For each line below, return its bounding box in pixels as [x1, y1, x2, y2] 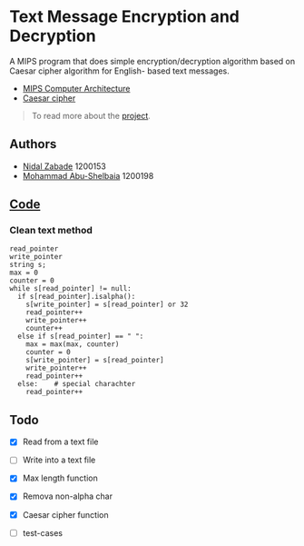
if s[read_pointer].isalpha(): [17, 293, 136, 302]
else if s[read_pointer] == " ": [17, 332, 144, 342]
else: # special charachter [17, 380, 136, 389]
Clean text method [9, 224, 93, 237]
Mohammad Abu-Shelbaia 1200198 [22, 170, 154, 181]
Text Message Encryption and [9, 6, 240, 27]
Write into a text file [22, 454, 96, 465]
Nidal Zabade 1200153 [22, 161, 106, 172]
